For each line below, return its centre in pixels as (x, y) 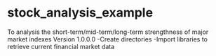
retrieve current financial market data (61, 46)
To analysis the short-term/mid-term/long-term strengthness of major (108, 32)
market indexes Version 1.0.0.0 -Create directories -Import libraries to (108, 39)
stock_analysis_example (80, 13)
